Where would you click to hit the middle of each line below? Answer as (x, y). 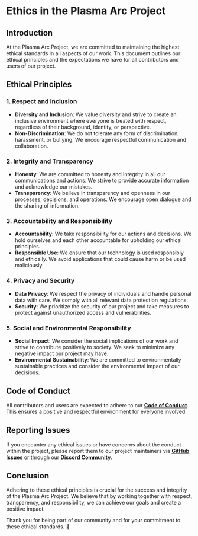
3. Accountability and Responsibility (59, 221)
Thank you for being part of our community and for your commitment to (93, 521)
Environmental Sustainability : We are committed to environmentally (98, 359)
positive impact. (26, 509)
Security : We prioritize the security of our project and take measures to (102, 306)
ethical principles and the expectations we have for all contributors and (92, 60)
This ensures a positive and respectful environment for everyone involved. (97, 411)
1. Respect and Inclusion (42, 101)
